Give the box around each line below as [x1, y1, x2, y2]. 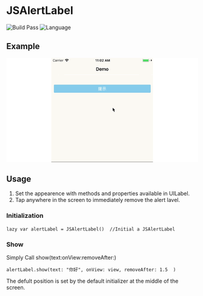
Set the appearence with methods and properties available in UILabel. [15, 190, 190, 197]
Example [6, 41, 40, 52]
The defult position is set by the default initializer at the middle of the [6, 277, 179, 284]
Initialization [6, 212, 44, 220]
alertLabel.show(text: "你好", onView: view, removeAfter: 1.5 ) [6, 266, 176, 273]
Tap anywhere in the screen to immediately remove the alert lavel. [15, 197, 181, 204]
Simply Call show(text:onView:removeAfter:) [6, 254, 117, 261]
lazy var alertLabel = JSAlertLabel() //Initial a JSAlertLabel [6, 226, 175, 232]
